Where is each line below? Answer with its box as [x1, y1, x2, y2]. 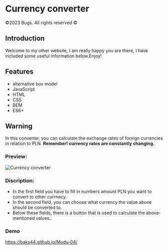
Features [5, 67, 34, 76]
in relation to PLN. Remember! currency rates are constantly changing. [5, 141, 155, 147]
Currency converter [5, 3, 89, 15]
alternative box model [12, 81, 58, 87]
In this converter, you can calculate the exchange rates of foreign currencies [5, 135, 163, 141]
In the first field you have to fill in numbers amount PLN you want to [12, 188, 152, 194]
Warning [5, 121, 33, 131]
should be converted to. [12, 204, 62, 210]
